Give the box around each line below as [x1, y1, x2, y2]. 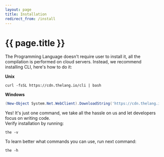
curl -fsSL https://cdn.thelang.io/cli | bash [5, 83, 102, 88]
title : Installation [5, 12, 47, 17]
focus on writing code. [5, 115, 50, 121]
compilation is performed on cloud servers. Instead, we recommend [5, 59, 142, 65]
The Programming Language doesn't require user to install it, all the [5, 53, 141, 59]
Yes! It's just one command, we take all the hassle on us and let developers [5, 110, 156, 116]
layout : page [5, 7, 32, 12]
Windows [5, 92, 25, 98]
